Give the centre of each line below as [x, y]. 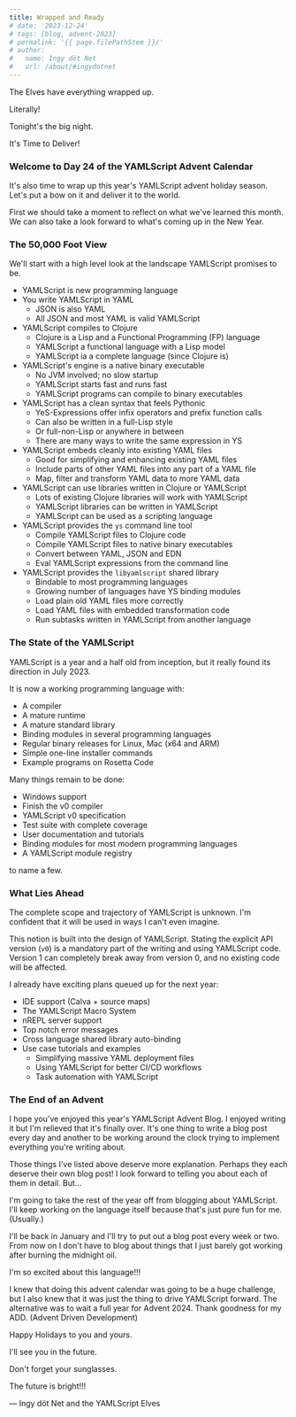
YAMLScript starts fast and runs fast [101, 384]
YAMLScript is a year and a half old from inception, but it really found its [140, 662]
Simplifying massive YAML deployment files [114, 1058]
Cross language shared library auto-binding [101, 1039]
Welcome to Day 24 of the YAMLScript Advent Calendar [131, 166]
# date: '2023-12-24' [49, 26]
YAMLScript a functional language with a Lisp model [130, 347]
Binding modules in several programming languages [117, 734]
